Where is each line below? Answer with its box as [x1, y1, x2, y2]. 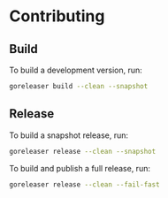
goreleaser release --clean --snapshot [9, 147, 157, 156]
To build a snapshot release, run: [9, 130, 129, 141]
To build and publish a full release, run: [9, 163, 150, 173]
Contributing [9, 6, 105, 27]
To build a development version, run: [9, 65, 143, 75]
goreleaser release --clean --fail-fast [9, 179, 161, 189]
